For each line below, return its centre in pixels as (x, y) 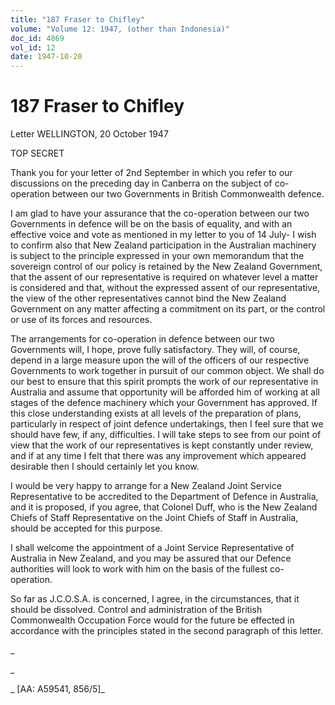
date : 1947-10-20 (46, 57)
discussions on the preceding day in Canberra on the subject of (141, 183)
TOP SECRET (37, 153)
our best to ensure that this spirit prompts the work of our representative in (164, 382)
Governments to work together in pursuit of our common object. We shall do (167, 371)
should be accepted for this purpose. (86, 528)
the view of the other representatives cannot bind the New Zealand (148, 298)
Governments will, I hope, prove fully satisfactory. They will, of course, (155, 350)
